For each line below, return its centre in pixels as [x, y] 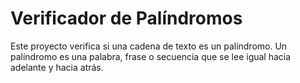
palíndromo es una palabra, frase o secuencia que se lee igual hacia [151, 56]
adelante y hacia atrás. [57, 67]
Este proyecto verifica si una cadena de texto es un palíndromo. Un [149, 46]
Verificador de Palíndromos [126, 18]
